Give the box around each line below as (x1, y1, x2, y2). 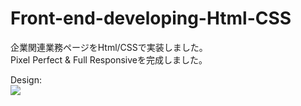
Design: (10, 73, 42, 86)
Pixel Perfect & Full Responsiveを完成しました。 (10, 53, 208, 66)
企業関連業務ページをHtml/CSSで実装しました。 (10, 41, 208, 53)
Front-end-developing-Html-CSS (10, 7, 292, 30)
